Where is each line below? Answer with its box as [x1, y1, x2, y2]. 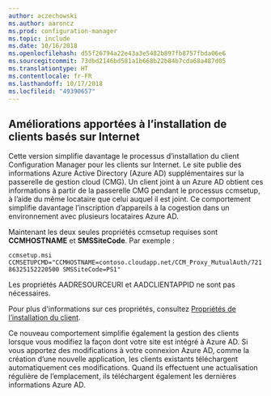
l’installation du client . [8, 313, 81, 322]
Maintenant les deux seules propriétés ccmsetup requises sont [8, 228, 218, 237]
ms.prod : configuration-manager [8, 27, 117, 35]
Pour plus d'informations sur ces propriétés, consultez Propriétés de [8, 304, 236, 314]
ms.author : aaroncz [8, 19, 74, 28]
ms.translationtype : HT [8, 65, 89, 73]
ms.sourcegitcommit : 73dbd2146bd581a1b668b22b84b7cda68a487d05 [8, 57, 227, 66]
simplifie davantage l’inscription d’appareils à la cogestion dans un [8, 203, 230, 213]
